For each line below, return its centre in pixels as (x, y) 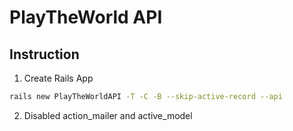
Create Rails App (58, 78)
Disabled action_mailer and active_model (108, 115)
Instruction (44, 54)
